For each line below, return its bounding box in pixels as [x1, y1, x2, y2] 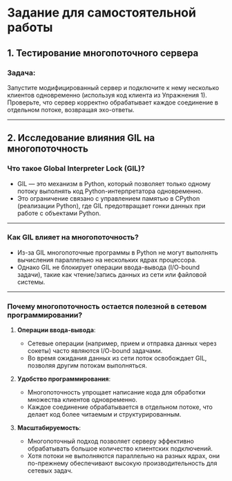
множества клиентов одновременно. [27, 396, 138, 404]
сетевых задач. [27, 466, 73, 475]
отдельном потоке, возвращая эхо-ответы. [7, 105, 135, 114]
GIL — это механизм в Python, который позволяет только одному [17, 179, 211, 188]
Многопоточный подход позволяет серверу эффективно [27, 437, 195, 446]
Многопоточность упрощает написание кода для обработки [27, 388, 206, 397]
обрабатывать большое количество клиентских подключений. [27, 444, 213, 453]
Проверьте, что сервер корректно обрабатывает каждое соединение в [7, 98, 219, 107]
